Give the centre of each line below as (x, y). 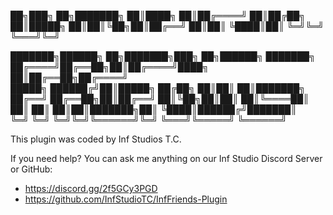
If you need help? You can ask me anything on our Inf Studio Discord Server (166, 158)
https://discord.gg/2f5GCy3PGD (91, 188)
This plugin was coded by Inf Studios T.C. (96, 139)
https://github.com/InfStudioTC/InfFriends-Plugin (126, 199)
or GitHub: (31, 169)
